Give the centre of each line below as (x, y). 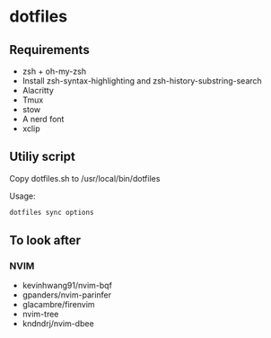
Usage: (22, 196)
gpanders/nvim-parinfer (67, 295)
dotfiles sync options (52, 212)
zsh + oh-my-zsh (54, 71)
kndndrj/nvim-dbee (58, 324)
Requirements (49, 50)
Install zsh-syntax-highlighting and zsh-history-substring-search (142, 81)
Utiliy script (43, 157)
